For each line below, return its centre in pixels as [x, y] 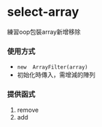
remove [28, 110]
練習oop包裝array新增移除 [44, 32]
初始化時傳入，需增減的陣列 [56, 75]
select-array [43, 12]
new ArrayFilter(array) [52, 67]
